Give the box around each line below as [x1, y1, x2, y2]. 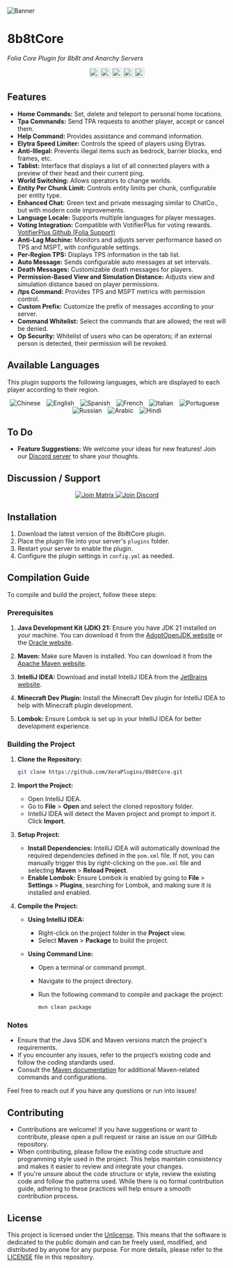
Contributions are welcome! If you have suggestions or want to [17, 1125, 198, 1134]
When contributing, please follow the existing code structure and [17, 1147, 204, 1156]
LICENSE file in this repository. [7, 1253, 95, 1261]
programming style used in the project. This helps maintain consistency [17, 1155, 223, 1163]
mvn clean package [38, 1004, 92, 1011]
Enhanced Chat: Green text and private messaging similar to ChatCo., [17, 199, 218, 207]
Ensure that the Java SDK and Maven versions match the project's [17, 1036, 207, 1044]
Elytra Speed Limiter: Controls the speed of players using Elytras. [17, 139, 207, 148]
